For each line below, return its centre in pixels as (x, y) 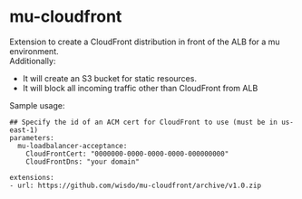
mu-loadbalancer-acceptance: (73, 146)
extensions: (32, 177)
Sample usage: (37, 105)
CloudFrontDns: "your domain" (83, 161)
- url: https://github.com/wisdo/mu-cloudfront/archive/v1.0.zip (135, 185)
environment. (34, 51)
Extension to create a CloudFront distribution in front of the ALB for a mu (145, 42)
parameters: (32, 137)
